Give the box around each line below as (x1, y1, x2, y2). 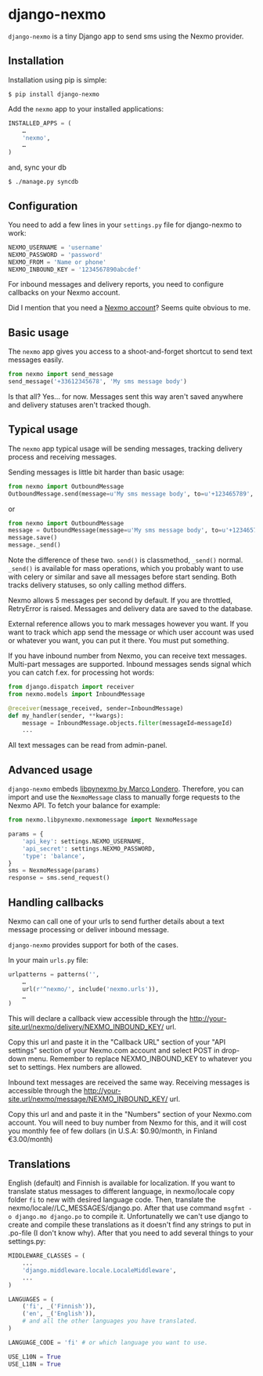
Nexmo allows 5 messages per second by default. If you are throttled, (8, 595, 233, 606)
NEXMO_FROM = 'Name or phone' (8, 258, 107, 266)
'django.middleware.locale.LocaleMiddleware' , (22, 1266, 177, 1274)
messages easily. (8, 355, 64, 364)
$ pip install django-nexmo (8, 90, 100, 98)
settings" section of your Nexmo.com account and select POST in (8, 1046, 221, 1056)
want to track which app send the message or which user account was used (8, 628, 254, 637)
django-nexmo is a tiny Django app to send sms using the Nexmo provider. (8, 31, 244, 41)
